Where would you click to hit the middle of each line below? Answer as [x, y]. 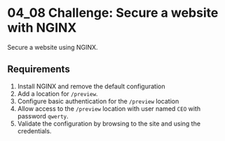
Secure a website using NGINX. [53, 47]
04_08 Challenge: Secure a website [113, 13]
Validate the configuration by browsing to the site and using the [109, 123]
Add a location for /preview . [57, 93]
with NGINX [42, 28]
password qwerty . [43, 116]
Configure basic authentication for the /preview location [98, 101]
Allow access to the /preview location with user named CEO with [109, 108]
